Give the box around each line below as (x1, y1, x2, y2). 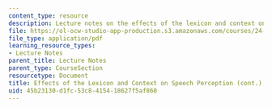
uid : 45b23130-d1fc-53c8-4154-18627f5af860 (8, 86, 158, 95)
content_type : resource (8, 11, 89, 20)
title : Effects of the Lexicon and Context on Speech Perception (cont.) (8, 79, 263, 87)
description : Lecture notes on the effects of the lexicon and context (8, 19, 255, 27)
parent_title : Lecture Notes (8, 57, 107, 65)
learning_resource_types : (8, 42, 96, 50)
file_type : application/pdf (8, 34, 104, 43)
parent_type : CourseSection (8, 64, 104, 72)
